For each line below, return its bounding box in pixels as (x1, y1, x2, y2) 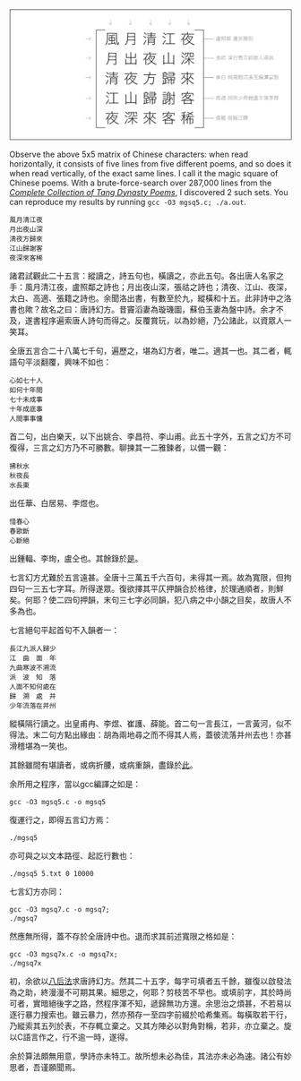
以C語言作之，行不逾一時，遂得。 (9, 1031, 133, 1042)
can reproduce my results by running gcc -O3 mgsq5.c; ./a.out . (9, 196, 246, 207)
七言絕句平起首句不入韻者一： (9, 624, 119, 635)
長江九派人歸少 (9, 644, 56, 653)
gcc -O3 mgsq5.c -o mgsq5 (9, 797, 106, 806)
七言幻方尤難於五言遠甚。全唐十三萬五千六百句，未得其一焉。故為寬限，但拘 (9, 571, 292, 582)
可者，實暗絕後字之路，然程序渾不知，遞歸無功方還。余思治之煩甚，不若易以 (9, 998, 292, 1008)
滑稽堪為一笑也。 (9, 740, 73, 751)
